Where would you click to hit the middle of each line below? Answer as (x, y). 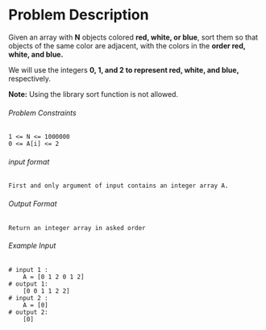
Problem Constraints (42, 113)
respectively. (29, 78)
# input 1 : (28, 269)
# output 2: (28, 312)
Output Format (33, 203)
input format (29, 161)
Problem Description (79, 15)
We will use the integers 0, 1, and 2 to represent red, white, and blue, (124, 69)
